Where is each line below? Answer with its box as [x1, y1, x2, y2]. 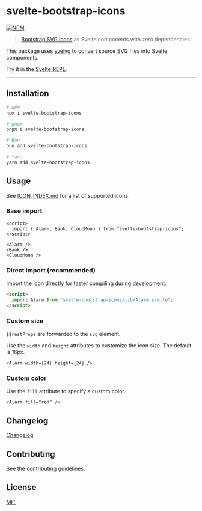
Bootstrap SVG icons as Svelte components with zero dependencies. [20, 35, 192, 43]
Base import [6, 207, 43, 215]
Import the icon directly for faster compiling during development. [6, 280, 167, 287]
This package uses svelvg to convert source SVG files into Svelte [6, 47, 168, 55]
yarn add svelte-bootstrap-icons [6, 159, 90, 165]
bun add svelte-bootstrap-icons [6, 143, 87, 149]
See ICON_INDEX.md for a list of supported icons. [6, 192, 130, 199]
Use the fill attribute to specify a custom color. [6, 388, 126, 395]
